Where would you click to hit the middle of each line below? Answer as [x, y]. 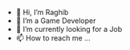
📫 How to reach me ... [53, 38]
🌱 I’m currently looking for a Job [69, 29]
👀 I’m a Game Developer [56, 21]
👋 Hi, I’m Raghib [42, 12]
